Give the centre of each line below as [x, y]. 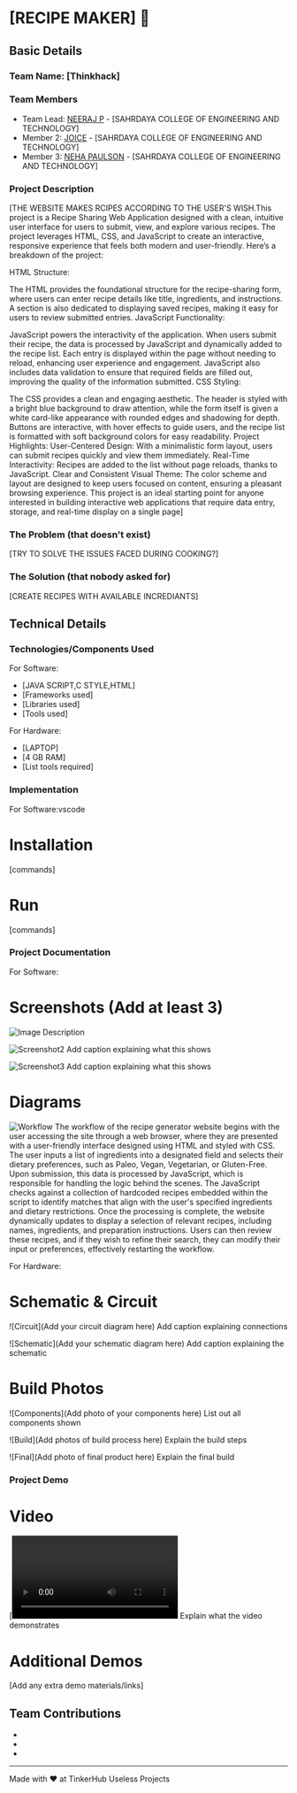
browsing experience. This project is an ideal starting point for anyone [137, 493]
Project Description [52, 189]
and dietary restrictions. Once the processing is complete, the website [137, 1211]
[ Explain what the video [136, 1616]
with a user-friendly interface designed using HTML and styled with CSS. [142, 1145]
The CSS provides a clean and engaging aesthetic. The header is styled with [148, 399]
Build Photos [57, 1388]
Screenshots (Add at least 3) [116, 1008]
